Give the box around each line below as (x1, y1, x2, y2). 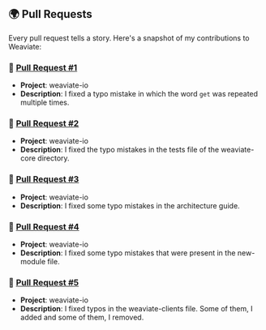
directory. (37, 153, 71, 163)
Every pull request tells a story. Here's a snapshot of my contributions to (8, 32, 250, 43)
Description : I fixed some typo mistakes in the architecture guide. (19, 200, 241, 210)
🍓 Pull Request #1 (8, 62, 78, 73)
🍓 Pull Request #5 (8, 276, 79, 288)
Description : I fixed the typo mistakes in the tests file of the (19, 145, 220, 155)
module (19, 257, 46, 266)
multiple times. (19, 97, 70, 108)
